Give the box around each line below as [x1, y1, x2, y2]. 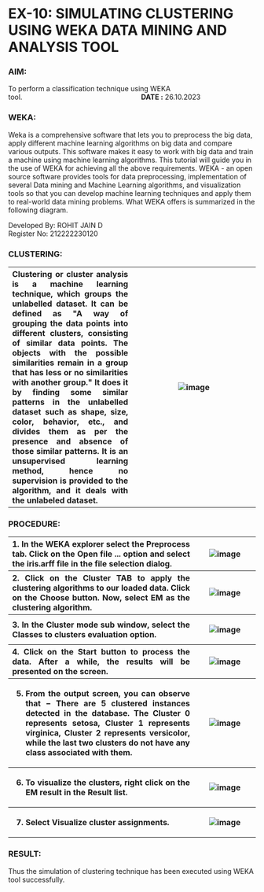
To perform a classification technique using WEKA [8, 84, 171, 94]
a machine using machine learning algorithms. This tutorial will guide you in [8, 155, 252, 164]
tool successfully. [8, 875, 65, 884]
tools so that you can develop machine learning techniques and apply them [8, 188, 251, 197]
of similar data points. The [12, 337, 128, 348]
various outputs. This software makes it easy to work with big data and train [8, 146, 254, 156]
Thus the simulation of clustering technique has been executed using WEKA [8, 866, 254, 875]
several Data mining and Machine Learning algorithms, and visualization [8, 180, 241, 190]
